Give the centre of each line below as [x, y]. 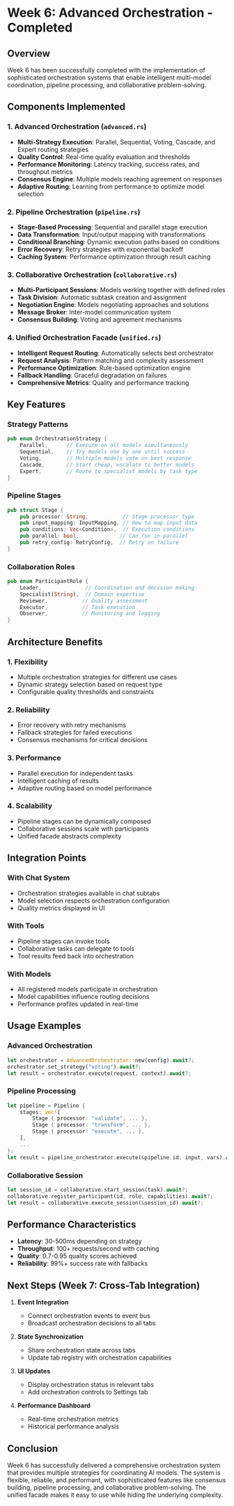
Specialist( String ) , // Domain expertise [82, 594]
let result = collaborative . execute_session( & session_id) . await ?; [106, 1203]
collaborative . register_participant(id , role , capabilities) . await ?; [110, 1196]
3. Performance [34, 758]
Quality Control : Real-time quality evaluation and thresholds [103, 157]
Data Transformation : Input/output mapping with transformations [111, 234]
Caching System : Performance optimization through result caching [114, 257]
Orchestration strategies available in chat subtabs [88, 893]
